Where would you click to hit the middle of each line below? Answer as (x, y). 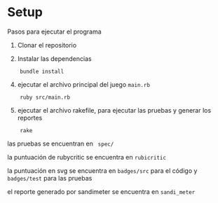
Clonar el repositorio (47, 45)
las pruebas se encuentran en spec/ (61, 143)
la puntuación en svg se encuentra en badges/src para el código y (102, 170)
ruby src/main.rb (45, 97)
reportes (30, 118)
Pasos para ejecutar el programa (54, 31)
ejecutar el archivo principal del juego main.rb (84, 84)
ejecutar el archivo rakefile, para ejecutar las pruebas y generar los (114, 110)
